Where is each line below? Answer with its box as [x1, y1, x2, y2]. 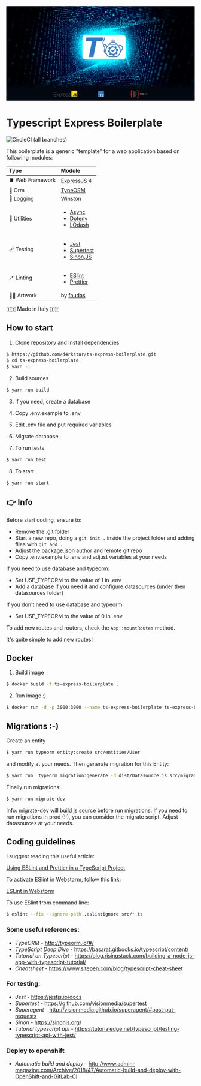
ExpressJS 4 [60, 177, 92, 185]
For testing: [6, 980, 41, 988]
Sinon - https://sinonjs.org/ [14, 1019, 82, 1026]
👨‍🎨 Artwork [8, 292, 37, 299]
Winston [60, 195, 82, 203]
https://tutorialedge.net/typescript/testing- [74, 1025, 180, 1032]
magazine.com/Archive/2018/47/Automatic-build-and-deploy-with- [14, 1067, 181, 1074]
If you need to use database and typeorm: [6, 565, 110, 572]
